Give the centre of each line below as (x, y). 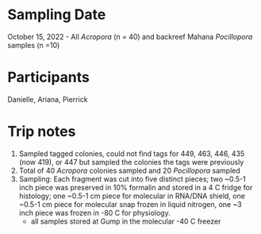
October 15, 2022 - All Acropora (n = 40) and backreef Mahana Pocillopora (130, 37)
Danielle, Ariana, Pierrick (48, 99)
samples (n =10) (34, 45)
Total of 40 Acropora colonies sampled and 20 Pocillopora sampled (130, 170)
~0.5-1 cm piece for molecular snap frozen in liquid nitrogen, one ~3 (130, 204)
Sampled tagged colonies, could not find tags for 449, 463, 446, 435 (132, 154)
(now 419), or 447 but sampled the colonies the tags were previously (131, 162)
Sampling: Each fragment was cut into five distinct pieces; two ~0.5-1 (132, 179)
